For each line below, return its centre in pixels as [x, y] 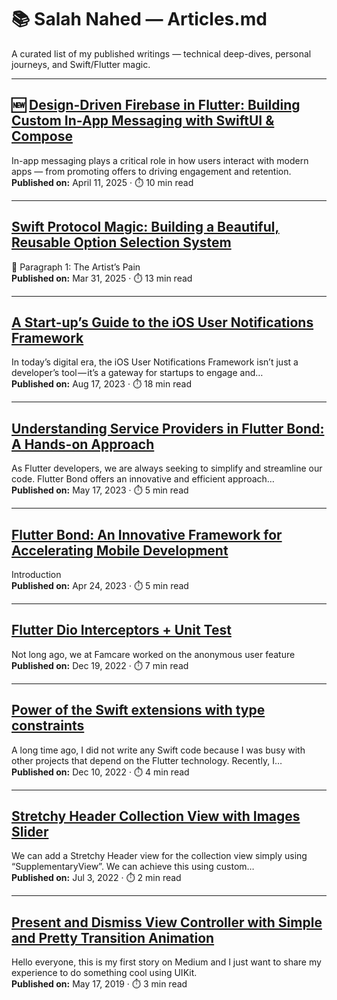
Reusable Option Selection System [121, 242]
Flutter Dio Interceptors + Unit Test [121, 630]
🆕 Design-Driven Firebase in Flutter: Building [156, 105]
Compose [42, 136]
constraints [48, 726]
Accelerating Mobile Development [120, 550]
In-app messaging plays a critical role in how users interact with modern [160, 160]
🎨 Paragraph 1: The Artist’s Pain [76, 267]
